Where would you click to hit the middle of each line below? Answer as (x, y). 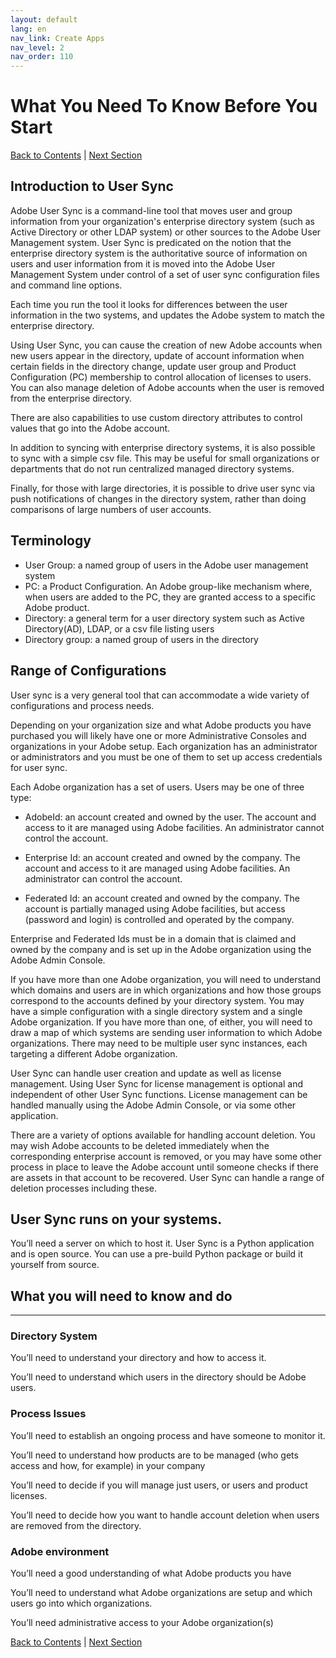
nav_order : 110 (42, 57)
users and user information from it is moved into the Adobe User (143, 263)
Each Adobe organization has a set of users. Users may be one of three (157, 787)
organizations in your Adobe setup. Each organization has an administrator (164, 746)
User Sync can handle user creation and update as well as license (146, 1073)
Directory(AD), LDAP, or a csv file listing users (119, 628)
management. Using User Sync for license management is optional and (156, 1083)
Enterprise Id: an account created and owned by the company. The (162, 857)
